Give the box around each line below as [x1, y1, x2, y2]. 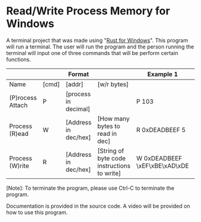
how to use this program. [6, 208, 68, 216]
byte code [97, 154, 126, 162]
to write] [97, 169, 121, 177]
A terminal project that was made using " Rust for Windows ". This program [6, 37, 188, 44]
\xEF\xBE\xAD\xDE [136, 162, 190, 170]
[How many [97, 114, 130, 123]
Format [68, 70, 89, 78]
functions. [6, 56, 31, 63]
